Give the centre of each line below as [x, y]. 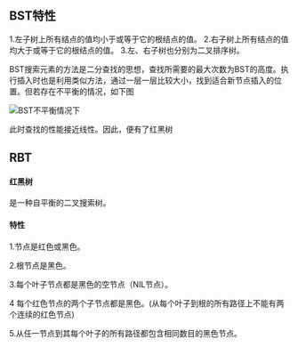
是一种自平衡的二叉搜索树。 [60, 203]
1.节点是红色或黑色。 [47, 246]
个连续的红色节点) [42, 314]
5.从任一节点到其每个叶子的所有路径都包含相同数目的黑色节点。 [125, 333]
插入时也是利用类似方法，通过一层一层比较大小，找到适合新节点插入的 [145, 80]
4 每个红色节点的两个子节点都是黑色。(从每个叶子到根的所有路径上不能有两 [147, 303]
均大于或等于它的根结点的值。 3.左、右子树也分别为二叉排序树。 [127, 50]
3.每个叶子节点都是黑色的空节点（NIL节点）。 [91, 284]
